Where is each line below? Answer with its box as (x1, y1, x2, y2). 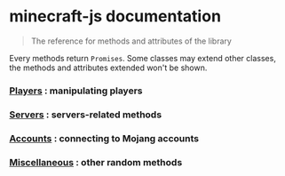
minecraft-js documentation (9, 6, 222, 27)
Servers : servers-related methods (9, 108, 162, 121)
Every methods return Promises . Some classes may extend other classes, (9, 52, 277, 63)
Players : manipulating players (9, 84, 143, 97)
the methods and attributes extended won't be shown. (9, 62, 208, 73)
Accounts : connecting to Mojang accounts (9, 132, 200, 144)
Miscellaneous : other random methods (9, 156, 183, 168)
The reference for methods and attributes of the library (30, 36, 233, 46)
